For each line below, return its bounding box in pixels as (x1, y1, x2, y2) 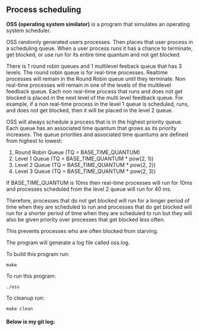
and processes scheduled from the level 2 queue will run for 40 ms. (6, 185, 172, 193)
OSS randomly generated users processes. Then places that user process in (6, 38, 193, 45)
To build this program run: (6, 250, 70, 257)
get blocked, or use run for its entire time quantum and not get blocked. (6, 51, 181, 58)
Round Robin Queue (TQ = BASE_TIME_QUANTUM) (14, 149, 141, 156)
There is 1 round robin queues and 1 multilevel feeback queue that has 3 (6, 62, 182, 70)
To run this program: (6, 272, 56, 279)
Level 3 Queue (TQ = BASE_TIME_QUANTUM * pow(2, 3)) (14, 168, 156, 175)
